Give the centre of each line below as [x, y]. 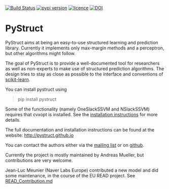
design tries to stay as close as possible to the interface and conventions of [84, 74]
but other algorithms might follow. [41, 53]
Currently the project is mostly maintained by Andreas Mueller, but [75, 155]
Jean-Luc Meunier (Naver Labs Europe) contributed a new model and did [82, 170]
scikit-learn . [18, 79]
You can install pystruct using [36, 89]
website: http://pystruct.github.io [40, 135]
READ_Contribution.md [29, 181]
